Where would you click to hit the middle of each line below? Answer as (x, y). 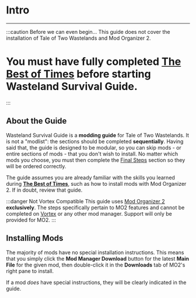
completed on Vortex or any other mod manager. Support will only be (89, 213)
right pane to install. (30, 271)
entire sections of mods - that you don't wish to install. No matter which (92, 154)
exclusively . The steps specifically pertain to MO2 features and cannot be (95, 207)
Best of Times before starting (78, 74)
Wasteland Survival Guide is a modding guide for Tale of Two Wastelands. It (98, 135)
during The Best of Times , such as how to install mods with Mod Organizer (96, 183)
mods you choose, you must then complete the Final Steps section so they (96, 160)
